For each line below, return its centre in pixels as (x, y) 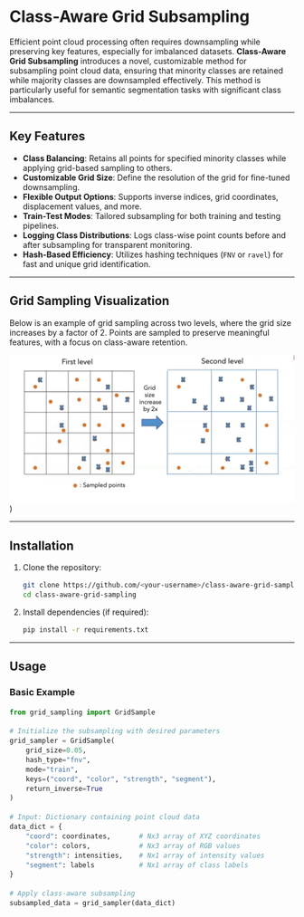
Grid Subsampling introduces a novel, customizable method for (128, 61)
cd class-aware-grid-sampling (80, 595)
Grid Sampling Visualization (90, 301)
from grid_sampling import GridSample (82, 712)
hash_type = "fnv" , (58, 759)
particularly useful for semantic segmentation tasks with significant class (146, 90)
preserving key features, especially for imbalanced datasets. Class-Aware (148, 51)
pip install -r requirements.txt (85, 630)
